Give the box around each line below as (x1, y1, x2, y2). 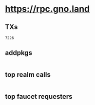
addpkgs (5, 49, 33, 57)
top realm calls (5, 70, 51, 79)
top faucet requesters (5, 92, 73, 101)
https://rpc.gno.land (5, 3, 90, 15)
